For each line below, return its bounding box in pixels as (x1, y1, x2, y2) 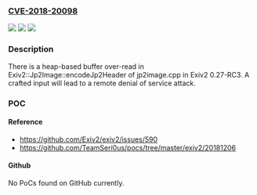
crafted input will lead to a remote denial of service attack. (8, 78, 196, 88)
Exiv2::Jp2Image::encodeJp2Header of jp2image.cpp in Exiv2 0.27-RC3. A (8, 70, 250, 79)
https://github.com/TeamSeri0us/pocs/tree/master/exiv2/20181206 (19, 143, 237, 152)
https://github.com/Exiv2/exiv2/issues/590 (19, 135, 158, 144)
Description (8, 44, 54, 55)
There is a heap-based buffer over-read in (8, 61, 145, 71)
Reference (8, 117, 43, 127)
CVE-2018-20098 (8, 5, 78, 16)
